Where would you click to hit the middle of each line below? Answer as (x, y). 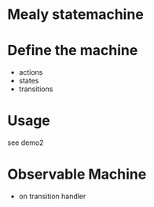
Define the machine (73, 51)
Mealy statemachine (76, 15)
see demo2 (26, 142)
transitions (36, 89)
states (29, 81)
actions (31, 72)
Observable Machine (77, 174)
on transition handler (52, 196)
